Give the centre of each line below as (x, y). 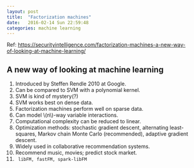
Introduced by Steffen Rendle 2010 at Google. (70, 84)
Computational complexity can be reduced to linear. (78, 121)
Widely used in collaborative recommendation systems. (83, 146)
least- (177, 128)
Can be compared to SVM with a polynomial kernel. (78, 90)
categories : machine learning (44, 28)
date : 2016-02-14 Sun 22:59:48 (48, 22)
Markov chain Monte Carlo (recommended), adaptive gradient (113, 134)
